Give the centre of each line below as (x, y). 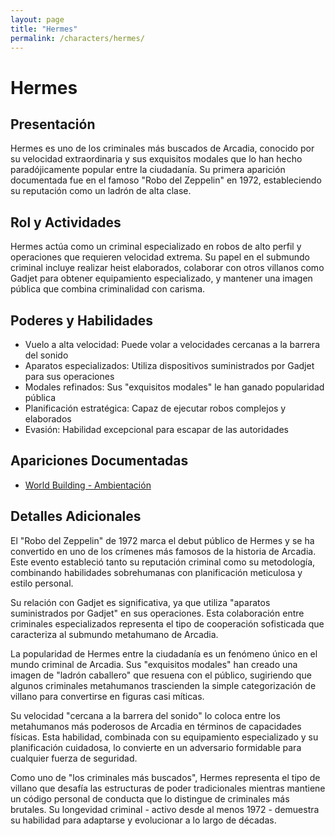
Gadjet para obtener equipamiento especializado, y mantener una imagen (161, 278)
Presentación (53, 124)
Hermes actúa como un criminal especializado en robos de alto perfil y (156, 247)
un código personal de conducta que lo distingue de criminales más (150, 798)
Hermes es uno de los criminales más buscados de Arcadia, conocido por (162, 148)
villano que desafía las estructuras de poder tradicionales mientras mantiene (168, 788)
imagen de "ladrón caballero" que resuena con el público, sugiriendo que (161, 675)
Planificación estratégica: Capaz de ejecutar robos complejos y (155, 408)
